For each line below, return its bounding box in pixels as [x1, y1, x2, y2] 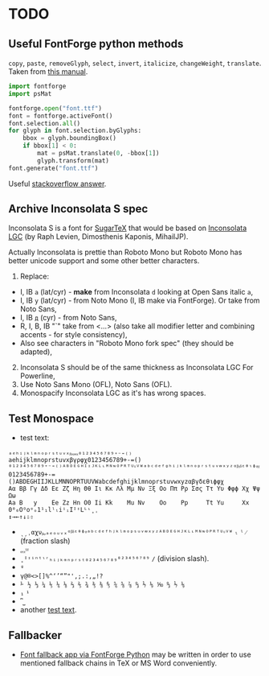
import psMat [8, 89, 52, 97]
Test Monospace [8, 411, 94, 425]
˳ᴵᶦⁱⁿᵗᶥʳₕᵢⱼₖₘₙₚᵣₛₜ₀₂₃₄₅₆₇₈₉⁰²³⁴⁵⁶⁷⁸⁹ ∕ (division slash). [19, 554, 210, 563]
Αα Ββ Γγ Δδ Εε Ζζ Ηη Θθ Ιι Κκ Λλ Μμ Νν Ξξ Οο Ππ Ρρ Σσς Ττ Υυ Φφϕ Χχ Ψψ [8, 484, 261, 493]
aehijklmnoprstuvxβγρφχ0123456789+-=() [8, 456, 142, 464]
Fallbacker [8, 629, 63, 642]
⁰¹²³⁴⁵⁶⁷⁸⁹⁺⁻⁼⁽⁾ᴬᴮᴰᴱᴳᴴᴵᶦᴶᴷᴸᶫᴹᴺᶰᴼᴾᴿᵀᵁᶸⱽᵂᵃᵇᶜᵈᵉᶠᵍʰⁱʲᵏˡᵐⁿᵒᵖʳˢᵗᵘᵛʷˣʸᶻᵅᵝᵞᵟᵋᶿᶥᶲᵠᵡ [8, 464, 260, 472]
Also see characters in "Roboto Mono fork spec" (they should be [19, 339, 234, 348]
